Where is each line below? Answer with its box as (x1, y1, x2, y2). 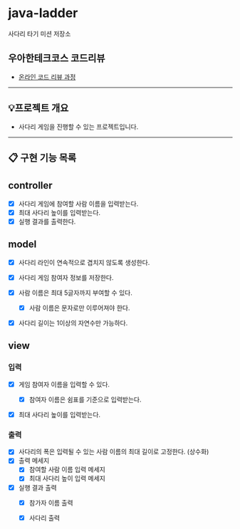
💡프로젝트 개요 (8, 102, 69, 115)
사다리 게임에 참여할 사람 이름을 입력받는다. (18, 199, 139, 208)
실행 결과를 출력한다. (18, 217, 76, 226)
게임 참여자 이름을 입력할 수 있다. (18, 379, 110, 389)
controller (8, 179, 53, 192)
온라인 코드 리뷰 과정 (18, 73, 76, 81)
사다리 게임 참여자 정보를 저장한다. (18, 273, 114, 282)
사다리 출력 (28, 513, 60, 522)
